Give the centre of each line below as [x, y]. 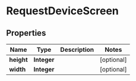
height [18, 60]
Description [77, 50]
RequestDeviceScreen [62, 11]
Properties [26, 33]
